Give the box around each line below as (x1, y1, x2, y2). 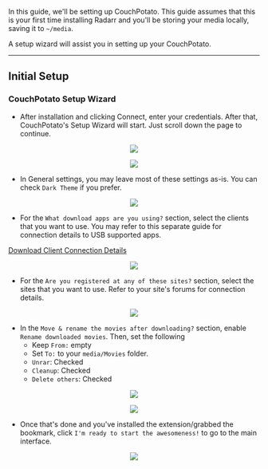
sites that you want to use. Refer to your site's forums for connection (19, 284, 246, 294)
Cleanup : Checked (31, 365, 91, 375)
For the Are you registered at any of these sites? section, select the (19, 275, 254, 286)
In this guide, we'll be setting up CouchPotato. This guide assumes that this (8, 7, 256, 16)
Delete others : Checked (31, 374, 112, 384)
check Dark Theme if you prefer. (19, 183, 122, 192)
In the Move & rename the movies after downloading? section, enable (19, 323, 247, 333)
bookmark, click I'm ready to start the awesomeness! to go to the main (19, 428, 258, 437)
